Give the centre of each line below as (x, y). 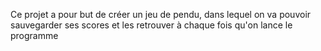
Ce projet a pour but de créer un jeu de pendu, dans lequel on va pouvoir (161, 14)
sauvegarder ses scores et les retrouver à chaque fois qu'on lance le (151, 25)
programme (34, 35)
